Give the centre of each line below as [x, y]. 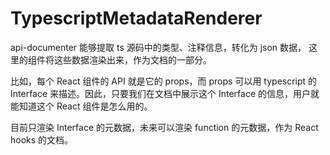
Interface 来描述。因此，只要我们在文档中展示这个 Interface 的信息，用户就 [165, 93]
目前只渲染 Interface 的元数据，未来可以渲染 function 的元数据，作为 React [164, 127]
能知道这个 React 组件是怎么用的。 [81, 106]
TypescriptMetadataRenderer [136, 18]
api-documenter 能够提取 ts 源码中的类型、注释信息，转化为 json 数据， [158, 47]
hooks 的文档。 [42, 139]
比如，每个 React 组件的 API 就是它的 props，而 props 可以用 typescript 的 [164, 81]
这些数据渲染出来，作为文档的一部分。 [132, 59]
